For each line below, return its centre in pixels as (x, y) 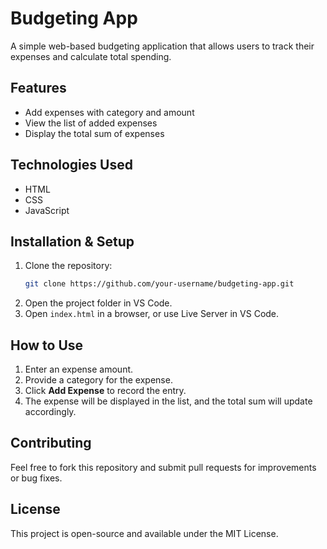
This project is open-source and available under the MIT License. (144, 533)
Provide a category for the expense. (98, 380)
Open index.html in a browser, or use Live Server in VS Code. (152, 314)
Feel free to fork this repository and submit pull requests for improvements (163, 467)
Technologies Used (71, 165)
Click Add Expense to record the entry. (105, 391)
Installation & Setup (72, 241)
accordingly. (50, 412)
